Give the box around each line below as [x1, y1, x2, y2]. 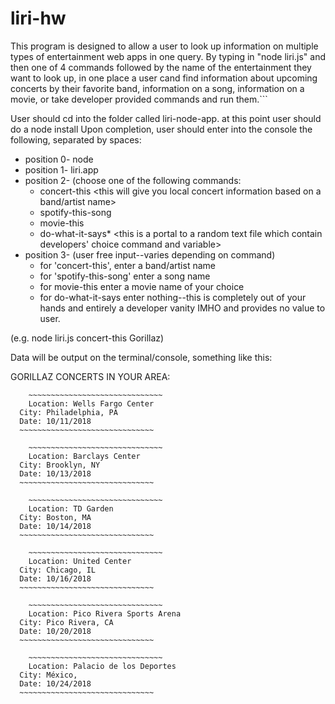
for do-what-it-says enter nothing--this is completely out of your [39, 291, 307, 303]
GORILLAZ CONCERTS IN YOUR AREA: [10, 370, 171, 382]
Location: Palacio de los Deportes [28, 661, 177, 671]
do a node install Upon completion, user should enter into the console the [10, 123, 313, 135]
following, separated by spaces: [10, 133, 142, 146]
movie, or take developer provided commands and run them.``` [10, 93, 268, 105]
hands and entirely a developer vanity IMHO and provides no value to [39, 302, 326, 314]
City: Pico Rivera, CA [19, 617, 114, 627]
